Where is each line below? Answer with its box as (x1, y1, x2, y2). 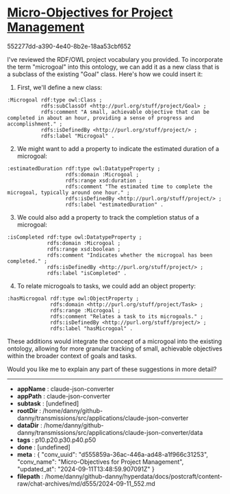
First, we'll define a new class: (16, 83, 103, 91)
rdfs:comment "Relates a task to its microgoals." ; (50, 313, 204, 320)
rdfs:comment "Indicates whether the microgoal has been (47, 252, 213, 259)
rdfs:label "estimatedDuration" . (65, 201, 164, 208)
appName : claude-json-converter (16, 384, 114, 392)
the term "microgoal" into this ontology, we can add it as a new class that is (7, 62, 220, 71)
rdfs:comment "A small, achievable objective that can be (40, 108, 210, 115)
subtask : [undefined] (16, 399, 79, 408)
